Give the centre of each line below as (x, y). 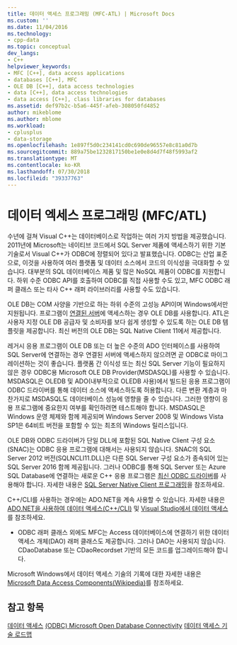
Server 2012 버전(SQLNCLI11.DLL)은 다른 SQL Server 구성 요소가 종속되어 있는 (118, 458)
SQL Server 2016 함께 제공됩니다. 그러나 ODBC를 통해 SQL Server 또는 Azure (117, 467)
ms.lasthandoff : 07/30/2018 (49, 172)
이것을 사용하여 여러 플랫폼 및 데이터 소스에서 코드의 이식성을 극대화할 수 (122, 263)
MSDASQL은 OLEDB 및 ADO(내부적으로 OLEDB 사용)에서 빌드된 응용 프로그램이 (119, 381)
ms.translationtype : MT (42, 159)
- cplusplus (25, 132)
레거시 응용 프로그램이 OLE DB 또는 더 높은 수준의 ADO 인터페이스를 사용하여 (114, 346)
